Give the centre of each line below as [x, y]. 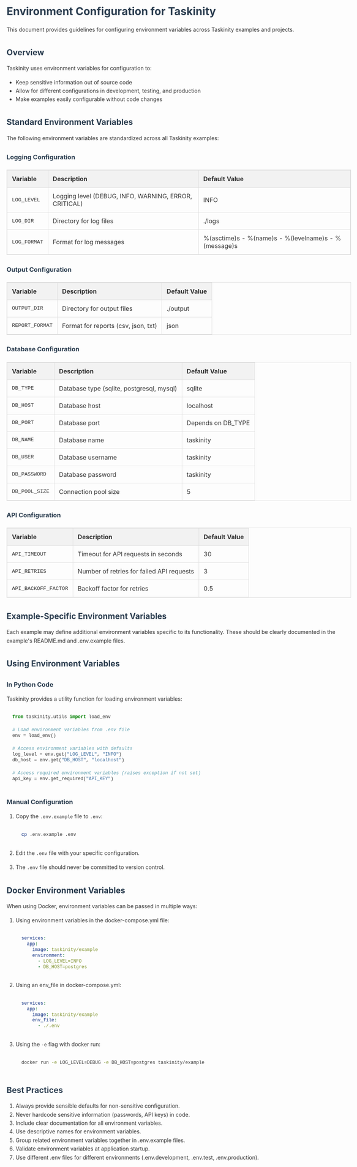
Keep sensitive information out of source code [74, 82]
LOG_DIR [23, 221]
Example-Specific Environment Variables [87, 616]
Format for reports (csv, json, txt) [110, 326]
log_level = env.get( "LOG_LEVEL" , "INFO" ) [67, 755]
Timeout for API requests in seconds [130, 554]
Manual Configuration [40, 802]
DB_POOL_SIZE [31, 492]
